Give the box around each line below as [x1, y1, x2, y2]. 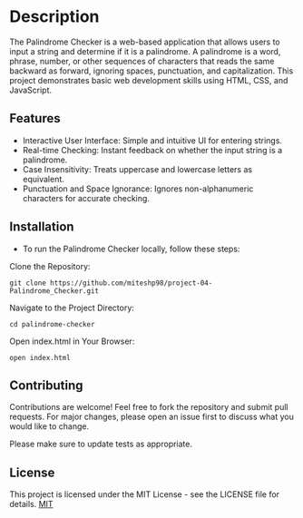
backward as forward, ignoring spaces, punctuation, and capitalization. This [9, 65, 294, 76]
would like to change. [9, 421, 89, 432]
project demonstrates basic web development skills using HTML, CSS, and [9, 74, 288, 85]
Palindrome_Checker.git [9, 286, 100, 296]
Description [9, 6, 100, 27]
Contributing [9, 377, 83, 393]
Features [9, 111, 61, 126]
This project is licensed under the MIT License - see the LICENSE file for [9, 489, 279, 500]
